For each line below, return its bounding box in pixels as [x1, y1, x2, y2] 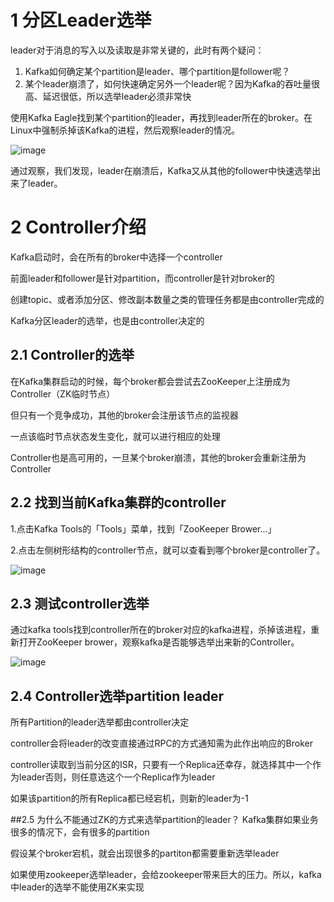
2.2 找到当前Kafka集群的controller [10, 494, 227, 511]
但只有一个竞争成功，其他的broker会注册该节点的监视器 [10, 409, 239, 421]
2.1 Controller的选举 [10, 347, 135, 364]
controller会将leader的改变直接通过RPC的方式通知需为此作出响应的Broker [10, 737, 314, 750]
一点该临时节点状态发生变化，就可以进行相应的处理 [10, 430, 221, 442]
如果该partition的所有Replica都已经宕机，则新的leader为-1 [10, 792, 249, 805]
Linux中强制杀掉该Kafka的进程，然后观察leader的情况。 [10, 124, 241, 136]
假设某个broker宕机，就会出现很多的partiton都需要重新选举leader [10, 847, 280, 860]
